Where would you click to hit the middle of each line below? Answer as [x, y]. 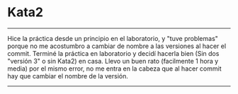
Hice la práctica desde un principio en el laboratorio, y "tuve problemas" [113, 38]
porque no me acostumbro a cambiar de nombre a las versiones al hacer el [117, 46]
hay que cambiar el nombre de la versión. [68, 76]
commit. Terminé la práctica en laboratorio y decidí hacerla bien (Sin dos [113, 53]
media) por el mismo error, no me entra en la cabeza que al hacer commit [114, 69]
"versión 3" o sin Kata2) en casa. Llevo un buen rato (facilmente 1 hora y [113, 61]
